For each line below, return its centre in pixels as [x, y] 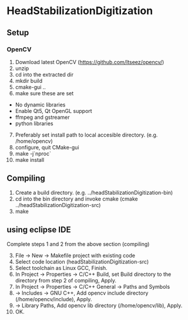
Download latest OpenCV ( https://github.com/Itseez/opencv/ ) [90, 62]
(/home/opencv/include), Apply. [53, 299]
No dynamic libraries [40, 105]
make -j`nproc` [33, 154]
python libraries [34, 123]
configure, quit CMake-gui [47, 147]
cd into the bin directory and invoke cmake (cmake [76, 199]
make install [30, 159]
